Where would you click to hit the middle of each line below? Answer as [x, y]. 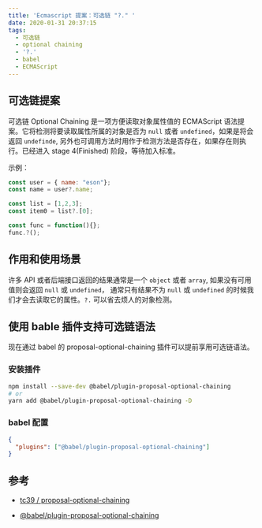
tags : [17, 30]
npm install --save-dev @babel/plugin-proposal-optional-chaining [120, 386]
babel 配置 [28, 422]
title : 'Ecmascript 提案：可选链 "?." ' [72, 15]
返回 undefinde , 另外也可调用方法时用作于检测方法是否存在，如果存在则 [124, 141]
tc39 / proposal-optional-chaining [75, 500]
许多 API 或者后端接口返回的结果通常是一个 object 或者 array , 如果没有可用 [130, 280]
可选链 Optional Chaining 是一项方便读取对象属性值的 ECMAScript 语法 [123, 121]
